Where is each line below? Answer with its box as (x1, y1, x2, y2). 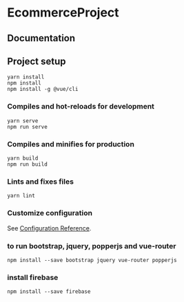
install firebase (7, 272, 59, 282)
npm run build (7, 160, 48, 168)
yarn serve (7, 117, 39, 125)
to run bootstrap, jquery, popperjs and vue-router (7, 241, 176, 250)
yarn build (7, 155, 39, 162)
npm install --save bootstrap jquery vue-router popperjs (7, 257, 177, 263)
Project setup (7, 55, 67, 67)
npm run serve (7, 123, 48, 130)
